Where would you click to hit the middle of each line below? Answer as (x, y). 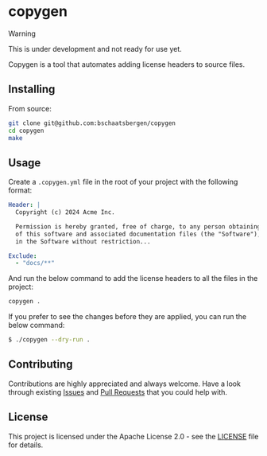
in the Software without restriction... (83, 241)
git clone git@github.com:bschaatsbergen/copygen (92, 123)
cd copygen (26, 131)
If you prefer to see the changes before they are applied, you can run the (128, 317)
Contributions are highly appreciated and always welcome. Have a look (124, 384)
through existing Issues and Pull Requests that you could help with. (118, 392)
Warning (22, 33)
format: (20, 190)
